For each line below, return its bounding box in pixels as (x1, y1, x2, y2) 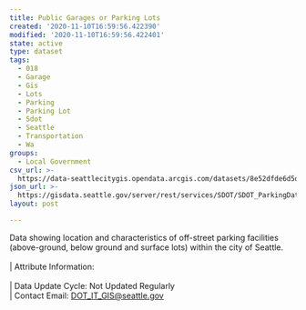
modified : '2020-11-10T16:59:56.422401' (9, 30, 166, 39)
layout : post (9, 199, 59, 209)
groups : (9, 148, 39, 157)
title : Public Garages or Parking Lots (9, 13, 161, 23)
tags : (9, 55, 30, 65)
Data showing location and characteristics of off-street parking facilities (9, 232, 280, 243)
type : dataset (9, 47, 64, 56)
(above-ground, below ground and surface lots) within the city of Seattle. (9, 242, 284, 253)
